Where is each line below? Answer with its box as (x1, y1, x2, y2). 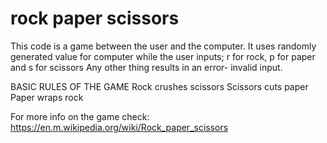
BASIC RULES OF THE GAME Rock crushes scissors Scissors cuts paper (10, 80, 309, 92)
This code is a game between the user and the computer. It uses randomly (10, 40, 317, 52)
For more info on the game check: (10, 110, 150, 122)
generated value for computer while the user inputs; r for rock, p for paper (10, 50, 316, 62)
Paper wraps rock (10, 91, 84, 103)
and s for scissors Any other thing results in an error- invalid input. (10, 61, 283, 73)
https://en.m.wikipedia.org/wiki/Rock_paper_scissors (10, 121, 229, 133)
